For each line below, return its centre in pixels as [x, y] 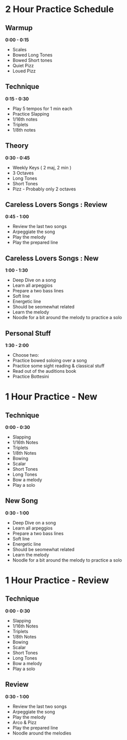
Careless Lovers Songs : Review [56, 205]
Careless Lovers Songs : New [52, 258]
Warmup [19, 28]
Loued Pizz [24, 71]
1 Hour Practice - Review [57, 580]
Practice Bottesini [31, 377]
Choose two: [26, 355]
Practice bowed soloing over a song [49, 361]
